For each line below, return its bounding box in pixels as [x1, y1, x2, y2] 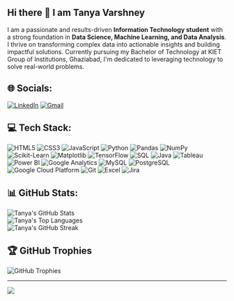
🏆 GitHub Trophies [7, 245, 93, 257]
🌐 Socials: [7, 83, 53, 95]
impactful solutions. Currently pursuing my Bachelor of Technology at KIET [7, 47, 222, 56]
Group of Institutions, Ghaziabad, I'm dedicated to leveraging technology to [7, 55, 224, 63]
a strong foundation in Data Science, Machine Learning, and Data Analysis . [7, 33, 226, 41]
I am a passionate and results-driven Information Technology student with [7, 25, 224, 33]
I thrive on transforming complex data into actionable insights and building [7, 40, 221, 49]
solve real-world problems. [7, 62, 85, 70]
